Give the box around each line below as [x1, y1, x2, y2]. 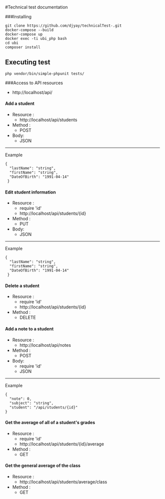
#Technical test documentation [5, 4, 68, 10]
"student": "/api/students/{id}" [9, 405, 78, 410]
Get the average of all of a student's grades [5, 420, 95, 426]
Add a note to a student [5, 326, 54, 332]
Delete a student [5, 283, 40, 289]
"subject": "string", [9, 400, 54, 405]
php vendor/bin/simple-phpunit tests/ [5, 71, 84, 76]
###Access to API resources [5, 80, 63, 86]
